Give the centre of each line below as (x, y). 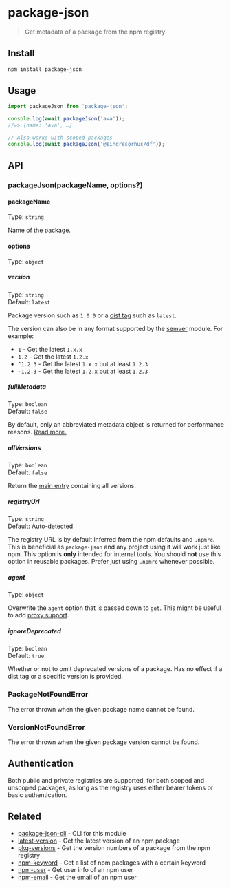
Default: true (26, 656)
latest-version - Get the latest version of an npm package (99, 841)
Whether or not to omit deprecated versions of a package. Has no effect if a (115, 669)
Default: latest (29, 302)
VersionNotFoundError (46, 727)
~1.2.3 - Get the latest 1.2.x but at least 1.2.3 (83, 371)
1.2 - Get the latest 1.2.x (53, 357)
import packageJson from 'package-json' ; (68, 107)
